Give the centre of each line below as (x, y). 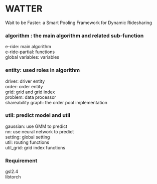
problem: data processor (31, 97)
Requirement (21, 160)
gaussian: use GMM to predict (36, 126)
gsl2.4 (12, 171)
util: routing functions (27, 142)
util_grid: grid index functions (35, 147)
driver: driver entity (25, 81)
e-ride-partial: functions (30, 52)
